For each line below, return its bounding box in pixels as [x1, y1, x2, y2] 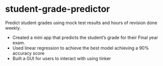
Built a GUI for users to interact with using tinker [12, 55, 111, 61]
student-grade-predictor [5, 3, 110, 15]
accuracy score [12, 50, 45, 56]
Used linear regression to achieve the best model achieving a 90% [12, 45, 150, 51]
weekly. [5, 25, 21, 31]
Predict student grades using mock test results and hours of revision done [5, 20, 158, 26]
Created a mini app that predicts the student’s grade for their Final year [12, 34, 159, 40]
